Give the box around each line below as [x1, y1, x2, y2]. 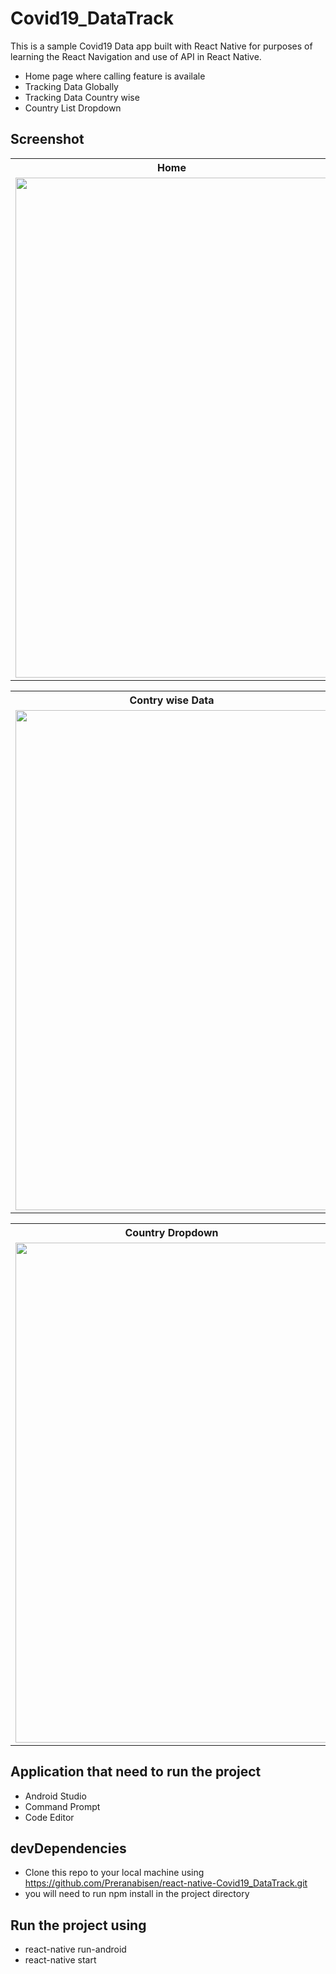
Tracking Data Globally [24, 80, 119, 92]
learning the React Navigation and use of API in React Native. [10, 50, 262, 62]
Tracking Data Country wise [24, 91, 140, 103]
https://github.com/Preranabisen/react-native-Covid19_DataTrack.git [24, 1877, 308, 1889]
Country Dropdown [124, 1225, 219, 1239]
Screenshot [10, 131, 85, 148]
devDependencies [10, 1840, 127, 1857]
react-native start [24, 1954, 97, 1966]
